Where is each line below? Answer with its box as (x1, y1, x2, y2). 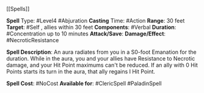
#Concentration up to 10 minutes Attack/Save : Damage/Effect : (6, 30, 166, 37)
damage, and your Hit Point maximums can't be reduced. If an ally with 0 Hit (6, 61, 199, 69)
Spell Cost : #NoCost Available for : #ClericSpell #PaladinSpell (6, 80, 162, 87)
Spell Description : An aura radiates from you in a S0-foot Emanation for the (6, 48, 197, 56)
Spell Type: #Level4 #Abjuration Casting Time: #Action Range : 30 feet (6, 17, 185, 24)
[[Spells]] (6, 6, 30, 12)
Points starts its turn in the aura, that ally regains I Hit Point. (6, 68, 156, 75)
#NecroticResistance (6, 37, 59, 43)
